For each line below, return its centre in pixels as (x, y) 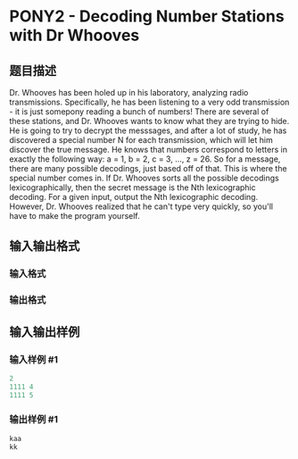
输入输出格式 (45, 246)
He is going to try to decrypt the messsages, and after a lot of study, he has (148, 130)
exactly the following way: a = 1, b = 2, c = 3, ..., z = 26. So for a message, (145, 159)
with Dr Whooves (74, 35)
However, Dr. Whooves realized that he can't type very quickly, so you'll (141, 206)
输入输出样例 (45, 332)
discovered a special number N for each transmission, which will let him (141, 140)
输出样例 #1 (33, 420)
